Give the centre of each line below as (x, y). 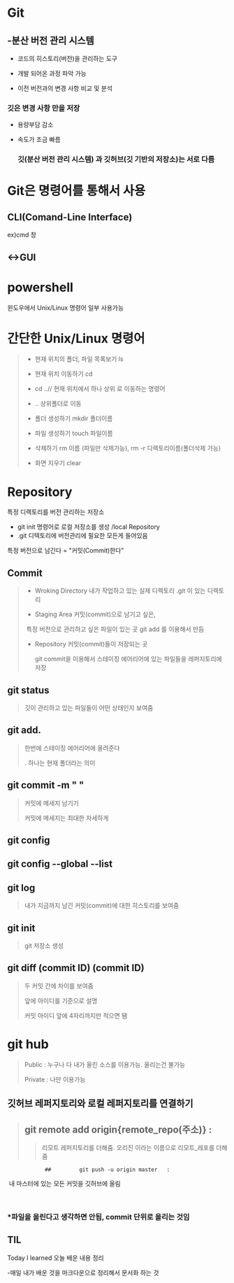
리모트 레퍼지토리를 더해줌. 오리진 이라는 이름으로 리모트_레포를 (128, 1148)
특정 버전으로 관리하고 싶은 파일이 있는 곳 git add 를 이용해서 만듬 (115, 629)
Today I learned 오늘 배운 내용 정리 (56, 1258)
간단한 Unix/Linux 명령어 (76, 338)
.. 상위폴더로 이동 (58, 404)
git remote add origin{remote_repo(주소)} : (118, 1129)
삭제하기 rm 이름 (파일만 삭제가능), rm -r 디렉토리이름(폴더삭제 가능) (128, 448)
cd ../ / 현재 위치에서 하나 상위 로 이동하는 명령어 (100, 389)
